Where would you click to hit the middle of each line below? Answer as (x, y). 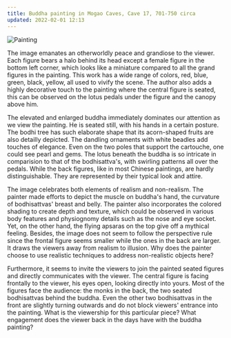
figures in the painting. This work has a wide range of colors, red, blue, (108, 75)
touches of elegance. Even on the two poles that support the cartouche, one (115, 147)
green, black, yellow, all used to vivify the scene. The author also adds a (110, 82)
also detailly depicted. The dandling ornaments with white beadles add (108, 139)
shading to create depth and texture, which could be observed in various (110, 211)
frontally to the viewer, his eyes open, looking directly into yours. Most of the (116, 283)
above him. (23, 104)
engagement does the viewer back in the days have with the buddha (104, 319)
